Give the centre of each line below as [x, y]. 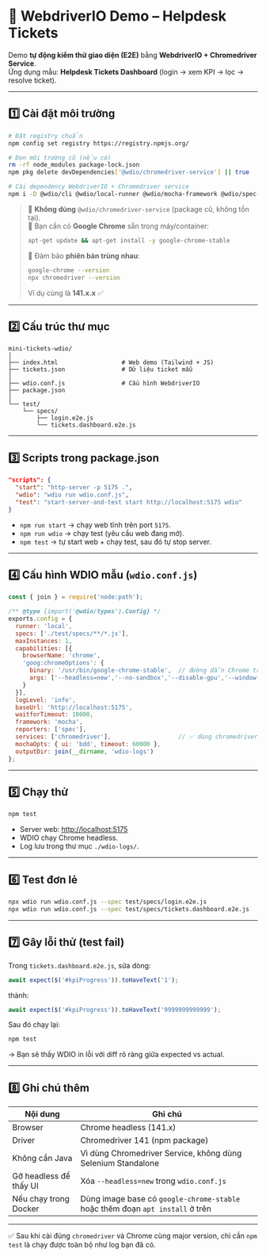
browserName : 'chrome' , [62, 656]
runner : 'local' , [44, 626]
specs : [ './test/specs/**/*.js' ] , [72, 634]
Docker [26, 1209]
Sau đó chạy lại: [34, 1025]
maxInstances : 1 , [44, 641]
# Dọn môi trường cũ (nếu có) [60, 158]
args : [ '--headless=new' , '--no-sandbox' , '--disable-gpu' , [127, 678]
